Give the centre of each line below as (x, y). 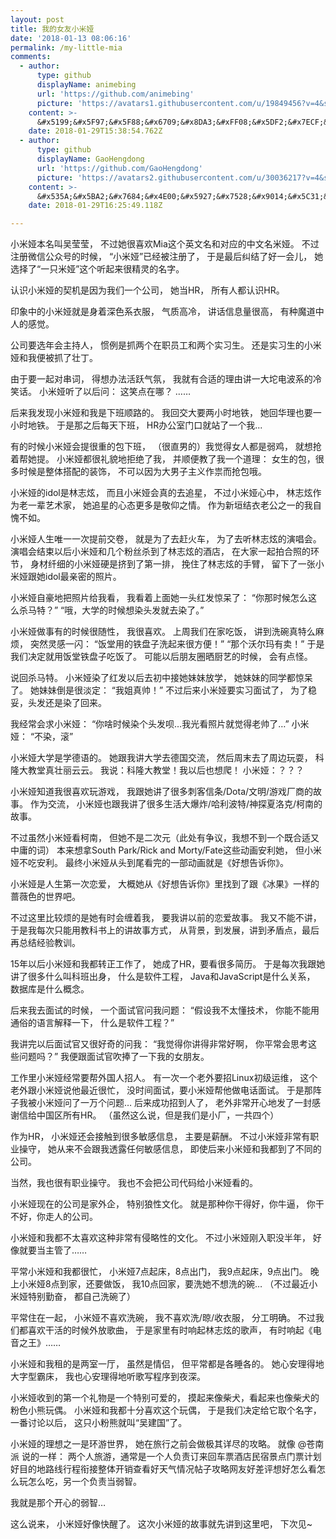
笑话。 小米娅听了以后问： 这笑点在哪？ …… (101, 392)
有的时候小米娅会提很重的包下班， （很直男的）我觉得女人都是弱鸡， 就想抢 (166, 447)
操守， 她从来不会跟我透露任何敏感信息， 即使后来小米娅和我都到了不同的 (170, 1149)
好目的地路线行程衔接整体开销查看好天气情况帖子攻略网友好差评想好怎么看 (163, 1469)
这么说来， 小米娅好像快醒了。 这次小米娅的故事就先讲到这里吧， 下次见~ (161, 1524)
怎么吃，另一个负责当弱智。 (84, 1482)
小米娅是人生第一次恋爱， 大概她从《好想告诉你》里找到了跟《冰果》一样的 (165, 884)
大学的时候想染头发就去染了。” (143, 610)
